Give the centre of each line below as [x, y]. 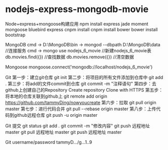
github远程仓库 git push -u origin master [55, 115]
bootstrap [15, 35]
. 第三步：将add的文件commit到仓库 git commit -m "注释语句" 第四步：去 [81, 84]
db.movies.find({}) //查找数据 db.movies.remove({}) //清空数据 [70, 57]
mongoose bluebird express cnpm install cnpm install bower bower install [81, 29]
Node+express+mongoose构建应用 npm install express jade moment [77, 24]
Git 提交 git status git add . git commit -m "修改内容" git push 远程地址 [78, 126]
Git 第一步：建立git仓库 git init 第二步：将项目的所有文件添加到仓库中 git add [84, 77]
